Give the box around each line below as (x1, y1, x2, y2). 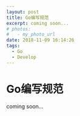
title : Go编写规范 (6, 15, 50, 21)
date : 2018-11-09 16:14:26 (6, 37, 75, 43)
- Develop (12, 54, 36, 60)
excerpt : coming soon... (6, 20, 69, 26)
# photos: (6, 26, 32, 32)
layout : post (6, 9, 39, 15)
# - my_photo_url (6, 32, 56, 38)
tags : (6, 43, 20, 49)
